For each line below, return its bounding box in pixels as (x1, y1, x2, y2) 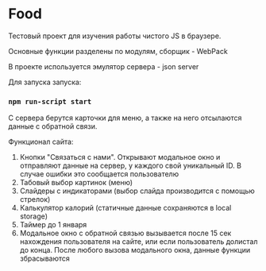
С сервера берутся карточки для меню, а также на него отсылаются (8, 113, 242, 123)
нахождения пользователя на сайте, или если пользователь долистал (19, 237, 258, 246)
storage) (19, 211, 48, 221)
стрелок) (19, 195, 51, 204)
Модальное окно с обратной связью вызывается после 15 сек (19, 228, 232, 238)
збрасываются (19, 254, 70, 263)
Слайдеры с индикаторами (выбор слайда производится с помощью (19, 186, 256, 196)
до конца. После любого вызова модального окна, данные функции (19, 246, 251, 255)
